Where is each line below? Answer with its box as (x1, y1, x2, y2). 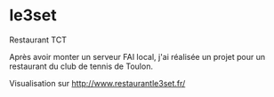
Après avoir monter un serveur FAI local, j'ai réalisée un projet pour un (9, 51, 265, 62)
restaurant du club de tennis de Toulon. (9, 61, 154, 71)
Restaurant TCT (9, 34, 67, 45)
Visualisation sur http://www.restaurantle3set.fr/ (9, 78, 186, 88)
